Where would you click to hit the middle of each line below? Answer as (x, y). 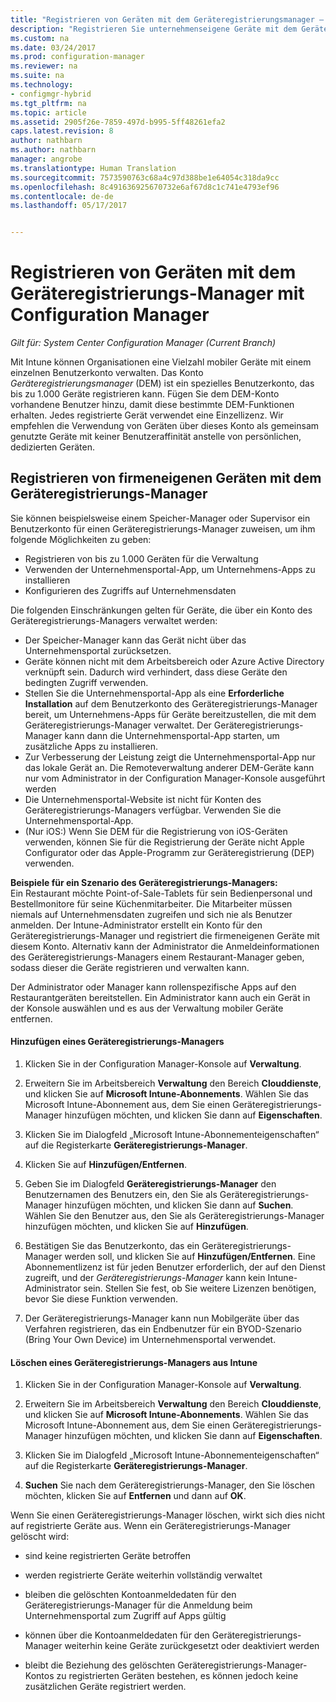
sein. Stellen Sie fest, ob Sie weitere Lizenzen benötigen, (200, 1288)
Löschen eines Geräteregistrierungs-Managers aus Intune (134, 1362)
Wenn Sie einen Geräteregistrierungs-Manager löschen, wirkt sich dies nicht (168, 1515)
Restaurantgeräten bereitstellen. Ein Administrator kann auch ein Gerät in (160, 997)
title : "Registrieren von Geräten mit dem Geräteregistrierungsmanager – (167, 19)
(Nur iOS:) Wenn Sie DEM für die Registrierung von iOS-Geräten (156, 831)
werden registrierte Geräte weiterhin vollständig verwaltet (143, 1575)
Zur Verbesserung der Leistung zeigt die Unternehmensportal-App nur (170, 757)
